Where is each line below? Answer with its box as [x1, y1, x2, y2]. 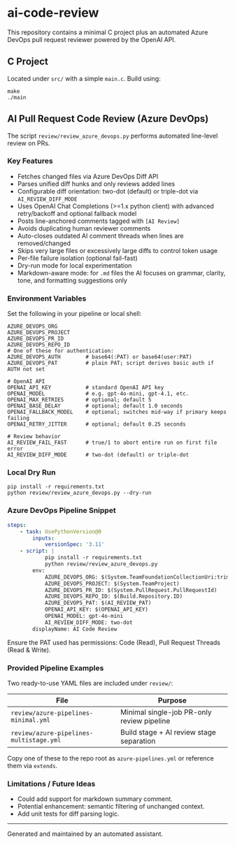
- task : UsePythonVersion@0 [20, 528, 101, 535]
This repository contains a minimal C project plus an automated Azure [7, 28, 208, 36]
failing [7, 414, 30, 422]
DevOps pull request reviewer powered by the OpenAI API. [7, 35, 176, 43]
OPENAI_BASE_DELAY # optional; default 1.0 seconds [7, 403, 183, 410]
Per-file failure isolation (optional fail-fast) [17, 254, 138, 262]
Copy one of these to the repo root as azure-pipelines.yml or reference [7, 753, 215, 763]
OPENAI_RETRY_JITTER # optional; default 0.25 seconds [7, 421, 187, 428]
